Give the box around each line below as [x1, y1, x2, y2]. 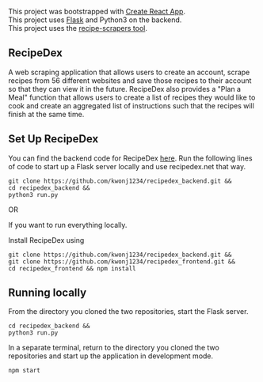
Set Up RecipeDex [8, 132, 99, 146]
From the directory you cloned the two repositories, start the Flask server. [8, 307, 249, 316]
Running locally [8, 286, 87, 300]
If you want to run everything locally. [8, 220, 128, 229]
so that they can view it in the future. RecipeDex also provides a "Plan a [8, 84, 242, 93]
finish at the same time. [8, 109, 85, 119]
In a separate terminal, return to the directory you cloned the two [8, 343, 219, 353]
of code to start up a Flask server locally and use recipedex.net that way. [8, 161, 246, 171]
